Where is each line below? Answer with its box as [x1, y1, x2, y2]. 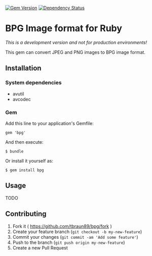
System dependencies [5, 79, 62, 86]
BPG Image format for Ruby [5, 23, 123, 34]
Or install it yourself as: [5, 157, 53, 164]
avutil [12, 90, 24, 97]
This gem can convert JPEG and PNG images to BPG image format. [5, 49, 146, 55]
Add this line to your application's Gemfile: [5, 120, 94, 126]
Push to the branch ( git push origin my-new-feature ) [12, 239, 125, 245]
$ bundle [5, 149, 24, 154]
